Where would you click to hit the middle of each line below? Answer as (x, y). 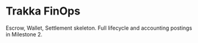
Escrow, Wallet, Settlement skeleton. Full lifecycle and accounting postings (99, 28)
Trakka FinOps (43, 11)
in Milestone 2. (24, 34)
